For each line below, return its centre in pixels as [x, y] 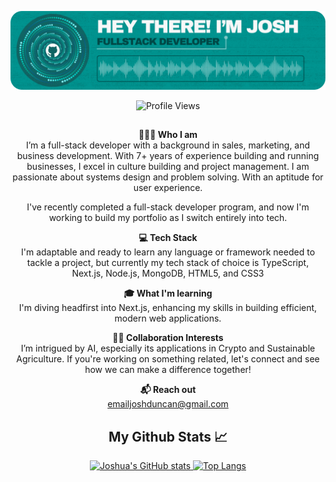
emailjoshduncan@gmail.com [168, 404]
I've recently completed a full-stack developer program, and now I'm [168, 207]
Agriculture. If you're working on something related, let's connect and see [168, 359]
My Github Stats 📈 [168, 436]
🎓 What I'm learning [168, 293]
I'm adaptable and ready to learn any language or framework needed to [168, 252]
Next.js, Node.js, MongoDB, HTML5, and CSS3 [168, 273]
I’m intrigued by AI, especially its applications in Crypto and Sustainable [168, 348]
